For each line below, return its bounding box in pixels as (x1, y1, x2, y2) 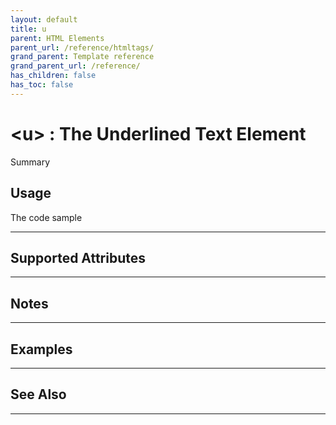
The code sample (10, 211, 83, 223)
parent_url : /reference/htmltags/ (10, 42, 155, 53)
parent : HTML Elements (10, 33, 105, 43)
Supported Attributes (10, 249, 147, 266)
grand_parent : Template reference (10, 52, 155, 62)
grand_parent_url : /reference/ (10, 61, 141, 71)
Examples (10, 341, 73, 358)
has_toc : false (10, 80, 74, 90)
